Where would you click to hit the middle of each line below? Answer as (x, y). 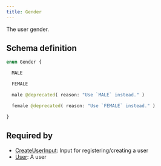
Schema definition (42, 48)
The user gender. (28, 29)
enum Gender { (24, 62)
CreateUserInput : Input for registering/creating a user (82, 150)
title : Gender (24, 12)
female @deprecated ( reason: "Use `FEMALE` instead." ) (84, 106)
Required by (30, 136)
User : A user (31, 157)
